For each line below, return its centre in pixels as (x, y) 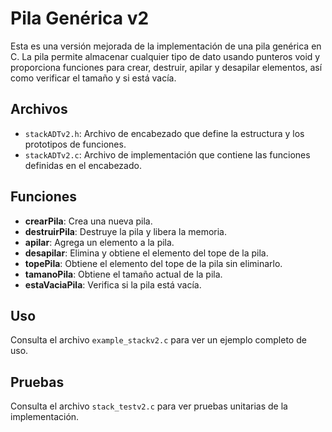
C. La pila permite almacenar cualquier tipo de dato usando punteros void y (165, 56)
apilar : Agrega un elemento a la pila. (99, 242)
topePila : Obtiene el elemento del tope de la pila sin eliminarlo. (153, 263)
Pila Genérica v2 (80, 18)
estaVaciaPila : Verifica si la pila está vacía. (113, 284)
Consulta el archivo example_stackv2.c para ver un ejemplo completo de (158, 340)
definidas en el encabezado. (83, 165)
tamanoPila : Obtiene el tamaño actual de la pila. (123, 274)
